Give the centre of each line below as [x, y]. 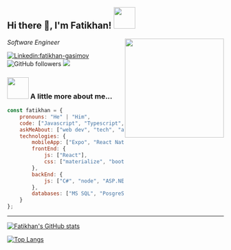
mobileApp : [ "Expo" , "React [72, 143]
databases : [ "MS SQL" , [64, 194]
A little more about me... [71, 96]
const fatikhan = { [35, 111]
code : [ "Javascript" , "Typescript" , [72, 123]
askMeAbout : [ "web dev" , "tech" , [67, 129]
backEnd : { [47, 174]
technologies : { [43, 136]
